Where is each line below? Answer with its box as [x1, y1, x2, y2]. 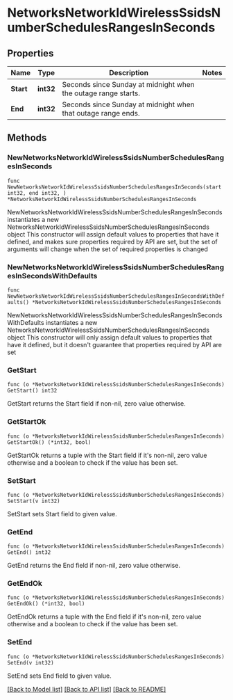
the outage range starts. [62, 88, 141, 98]
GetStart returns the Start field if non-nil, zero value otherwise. [7, 399, 186, 408]
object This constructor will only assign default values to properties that [7, 333, 213, 342]
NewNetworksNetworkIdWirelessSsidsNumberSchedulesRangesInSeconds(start [7, 183, 222, 191]
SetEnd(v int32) [7, 659, 54, 666]
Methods [7, 132, 47, 144]
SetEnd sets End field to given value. [7, 671, 112, 680]
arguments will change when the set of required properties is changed [7, 245, 208, 253]
